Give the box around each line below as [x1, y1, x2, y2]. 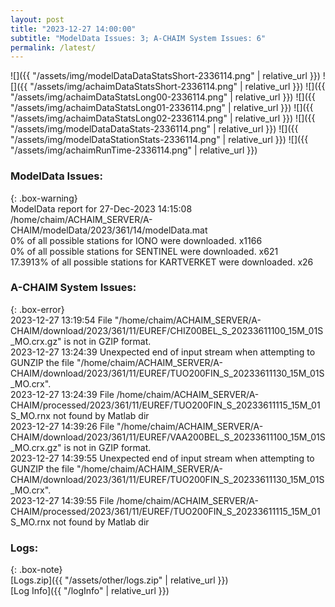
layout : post [10, 14, 65, 25]
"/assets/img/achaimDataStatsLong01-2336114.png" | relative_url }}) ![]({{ [10, 102, 314, 114]
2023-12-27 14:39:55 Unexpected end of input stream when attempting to [10, 452, 315, 464]
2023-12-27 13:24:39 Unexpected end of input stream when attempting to [10, 346, 316, 358]
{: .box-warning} [10, 192, 78, 204]
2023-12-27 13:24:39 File [10, 388, 115, 400]
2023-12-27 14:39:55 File [10, 494, 115, 506]
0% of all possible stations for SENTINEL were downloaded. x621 [10, 245, 279, 257]
